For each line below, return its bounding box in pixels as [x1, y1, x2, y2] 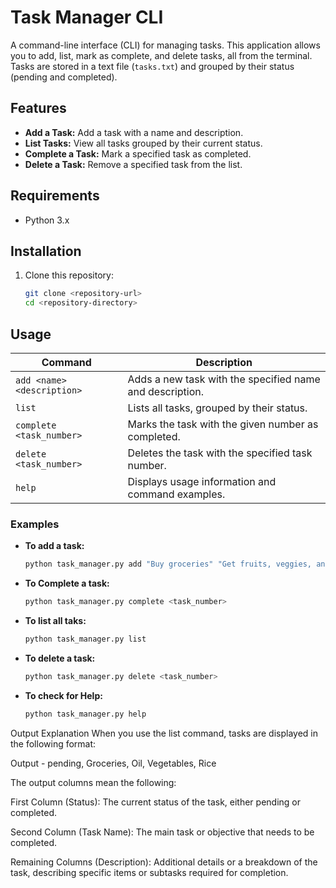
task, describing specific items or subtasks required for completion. [10, 866, 289, 878]
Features [10, 100, 67, 117]
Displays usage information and [127, 474, 277, 488]
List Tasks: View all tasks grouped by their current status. [24, 137, 263, 149]
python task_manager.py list [24, 634, 147, 644]
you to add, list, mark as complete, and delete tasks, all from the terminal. [10, 49, 313, 61]
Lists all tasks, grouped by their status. [127, 401, 308, 415]
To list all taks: [24, 614, 87, 626]
